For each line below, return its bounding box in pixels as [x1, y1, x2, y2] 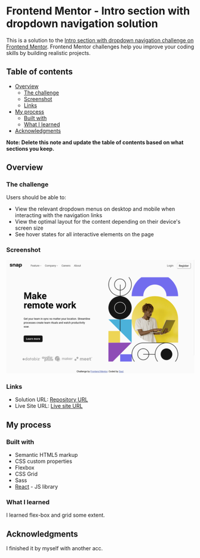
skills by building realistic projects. [6, 49, 91, 56]
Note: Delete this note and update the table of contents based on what [6, 139, 184, 146]
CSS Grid [14, 470, 38, 477]
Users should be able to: [6, 194, 67, 201]
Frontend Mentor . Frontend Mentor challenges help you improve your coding [6, 43, 195, 50]
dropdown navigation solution [6, 17, 158, 31]
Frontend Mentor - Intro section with [6, 4, 190, 18]
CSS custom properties [14, 458, 73, 465]
